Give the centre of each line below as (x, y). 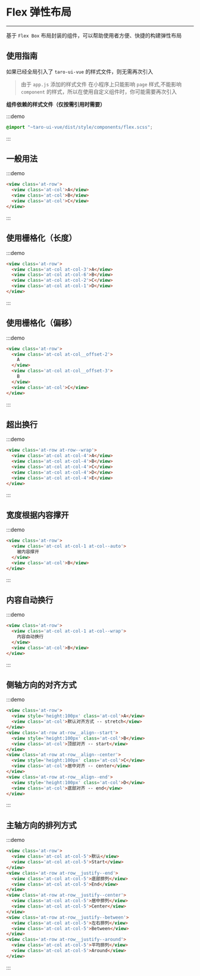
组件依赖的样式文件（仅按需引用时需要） (56, 104)
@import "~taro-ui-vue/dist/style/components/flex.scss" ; (79, 127)
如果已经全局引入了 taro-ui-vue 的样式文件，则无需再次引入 (80, 72)
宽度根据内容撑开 (37, 515)
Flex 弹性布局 (39, 12)
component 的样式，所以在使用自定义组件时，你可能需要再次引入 (99, 91)
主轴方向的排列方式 (41, 825)
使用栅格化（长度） (41, 238)
